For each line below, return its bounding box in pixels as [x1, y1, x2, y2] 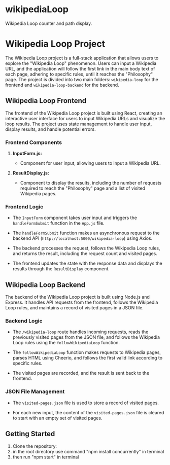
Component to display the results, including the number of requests [20, 180, 162, 186]
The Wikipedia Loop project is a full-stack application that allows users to [5, 55, 159, 61]
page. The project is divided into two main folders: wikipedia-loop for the [5, 76, 158, 82]
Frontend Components [5, 138, 62, 146]
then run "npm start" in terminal [12, 454, 79, 460]
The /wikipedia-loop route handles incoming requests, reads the [12, 329, 149, 335]
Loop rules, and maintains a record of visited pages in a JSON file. [5, 305, 144, 311]
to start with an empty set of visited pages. [12, 415, 103, 421]
